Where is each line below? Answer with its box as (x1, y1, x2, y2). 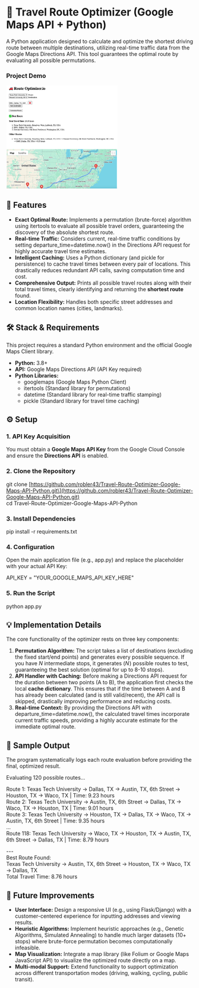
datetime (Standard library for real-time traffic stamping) (23, 391, 162, 398)
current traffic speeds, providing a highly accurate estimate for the (14, 717, 178, 724)
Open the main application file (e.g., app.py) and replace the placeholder (6, 556, 184, 563)
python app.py (6, 603, 42, 610)
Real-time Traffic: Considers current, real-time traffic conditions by (14, 235, 181, 242)
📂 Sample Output (6, 740, 70, 750)
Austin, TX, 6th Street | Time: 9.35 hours (6, 817, 105, 824)
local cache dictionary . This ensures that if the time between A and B (14, 685, 185, 693)
